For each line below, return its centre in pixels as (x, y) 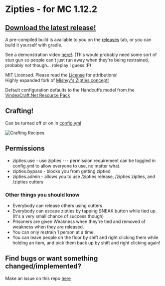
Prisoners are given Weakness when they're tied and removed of (79, 221)
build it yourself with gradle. (34, 45)
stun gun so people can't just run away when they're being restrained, (77, 60)
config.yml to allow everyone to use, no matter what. (66, 165)
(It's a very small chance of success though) (58, 216)
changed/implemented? (43, 266)
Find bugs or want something (52, 258)
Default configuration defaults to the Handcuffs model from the (70, 90)
